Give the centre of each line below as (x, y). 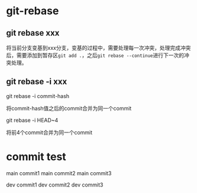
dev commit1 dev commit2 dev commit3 (55, 185)
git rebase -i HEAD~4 (32, 120)
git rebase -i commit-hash (38, 96)
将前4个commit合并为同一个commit (49, 132)
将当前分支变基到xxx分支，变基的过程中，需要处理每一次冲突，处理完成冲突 (98, 48)
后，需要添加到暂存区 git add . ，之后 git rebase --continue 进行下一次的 (95, 55)
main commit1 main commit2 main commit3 (59, 173)
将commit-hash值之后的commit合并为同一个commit (69, 108)
